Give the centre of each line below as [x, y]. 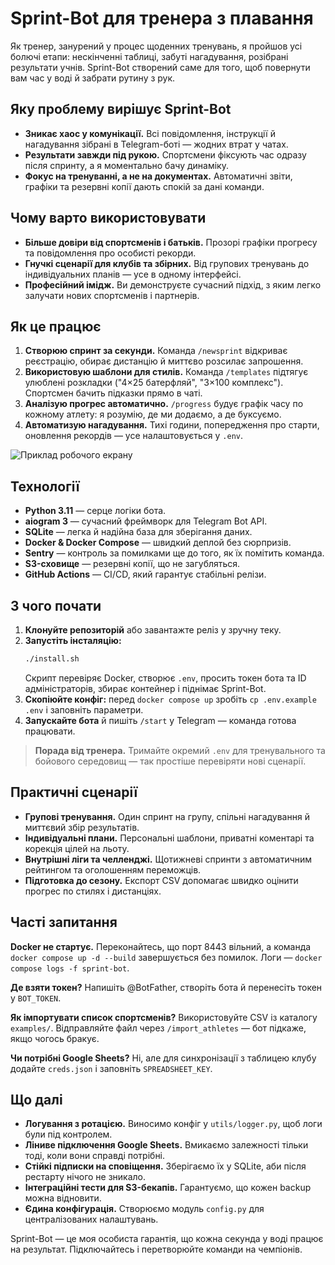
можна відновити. [63, 1198]
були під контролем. [68, 1134]
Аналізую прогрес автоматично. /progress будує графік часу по [164, 404]
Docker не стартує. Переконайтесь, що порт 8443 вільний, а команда [161, 946]
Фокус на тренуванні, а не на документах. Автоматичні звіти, [158, 176]
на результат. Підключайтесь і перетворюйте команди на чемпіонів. [156, 1249]
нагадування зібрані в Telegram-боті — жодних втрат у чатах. [156, 144]
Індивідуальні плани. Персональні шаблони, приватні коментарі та [169, 838]
